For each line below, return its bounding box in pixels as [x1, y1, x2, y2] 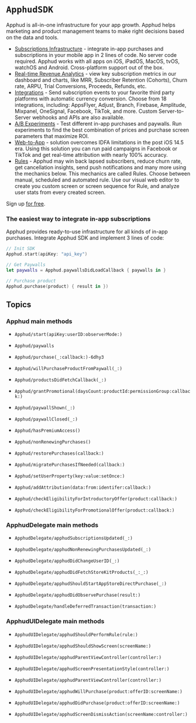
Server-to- [159, 107, 184, 115]
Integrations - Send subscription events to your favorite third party [14, 89, 175, 96]
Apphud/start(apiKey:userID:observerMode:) [14, 332, 123, 338]
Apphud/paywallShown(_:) [14, 405, 75, 411]
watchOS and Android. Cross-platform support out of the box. [14, 63, 164, 71]
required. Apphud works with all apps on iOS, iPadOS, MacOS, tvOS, [14, 58, 180, 65]
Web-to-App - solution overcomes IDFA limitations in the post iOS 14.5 [14, 139, 184, 146]
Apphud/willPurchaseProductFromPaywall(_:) [14, 366, 123, 372]
